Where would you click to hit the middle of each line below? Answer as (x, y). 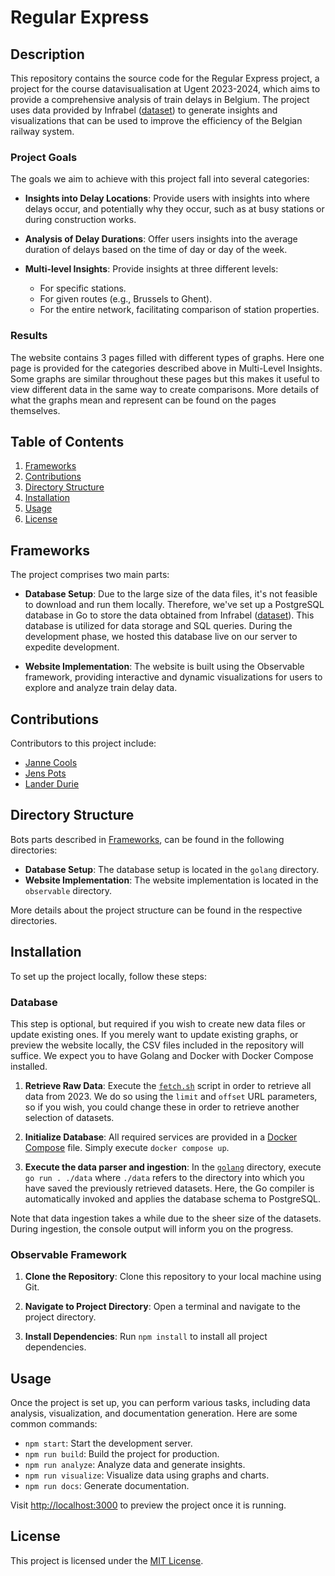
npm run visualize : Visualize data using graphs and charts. (147, 1475)
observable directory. (68, 890)
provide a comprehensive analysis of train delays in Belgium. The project (160, 99)
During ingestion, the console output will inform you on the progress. (152, 1228)
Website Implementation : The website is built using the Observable (164, 667)
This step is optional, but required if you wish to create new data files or (158, 1023)
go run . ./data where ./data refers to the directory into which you (164, 1177)
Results (29, 336)
